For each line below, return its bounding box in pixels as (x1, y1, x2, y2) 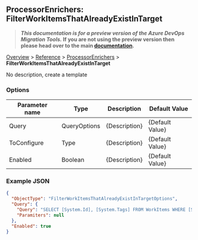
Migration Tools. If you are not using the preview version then (20, 35, 175, 43)
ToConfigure (9, 139, 44, 147)
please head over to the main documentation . (20, 42, 134, 49)
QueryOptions (61, 122, 101, 130)
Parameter (17, 101, 48, 109)
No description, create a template (6, 71, 87, 78)
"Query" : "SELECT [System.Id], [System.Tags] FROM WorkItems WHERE (16, 207, 186, 213)
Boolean (61, 156, 84, 164)
